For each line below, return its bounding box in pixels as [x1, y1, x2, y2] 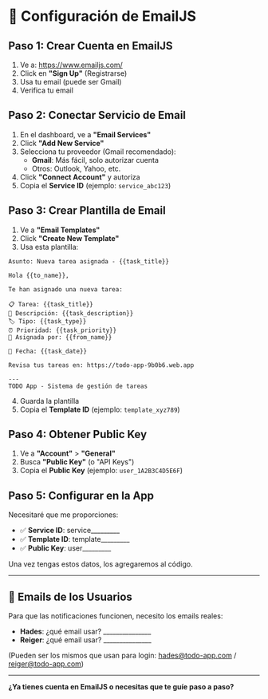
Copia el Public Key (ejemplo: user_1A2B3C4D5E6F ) [19, 466, 183, 476]
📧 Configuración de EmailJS [8, 7, 197, 26]
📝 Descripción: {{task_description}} [8, 309, 134, 318]
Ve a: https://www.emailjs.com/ [19, 60, 124, 69]
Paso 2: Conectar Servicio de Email [8, 109, 186, 122]
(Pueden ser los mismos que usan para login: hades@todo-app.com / [8, 650, 237, 661]
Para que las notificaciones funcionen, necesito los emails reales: [8, 611, 223, 621]
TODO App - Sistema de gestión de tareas [8, 382, 148, 390]
